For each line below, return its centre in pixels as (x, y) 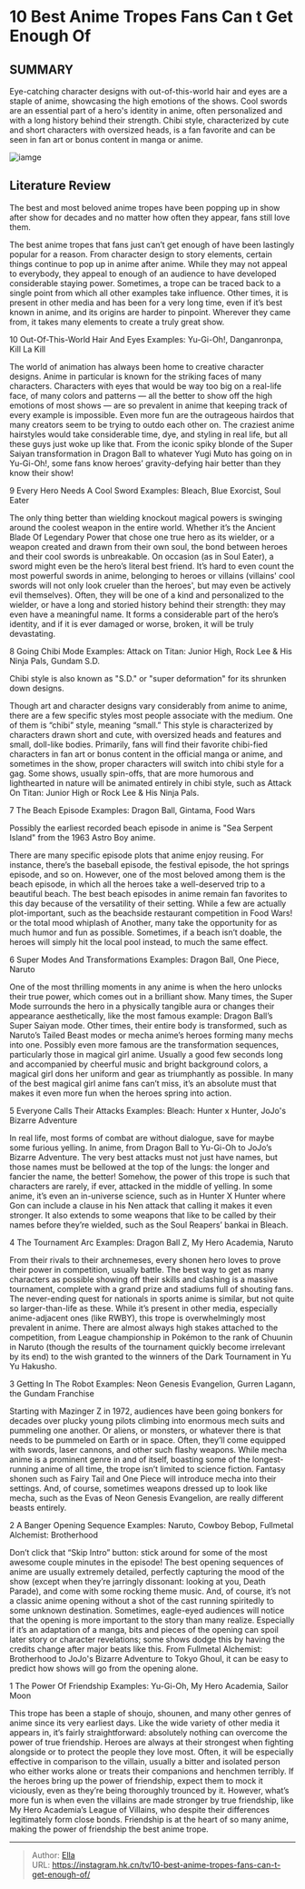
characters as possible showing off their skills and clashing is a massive (144, 1279)
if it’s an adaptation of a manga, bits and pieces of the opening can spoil (144, 1629)
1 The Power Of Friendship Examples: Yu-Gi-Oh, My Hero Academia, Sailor (149, 1685)
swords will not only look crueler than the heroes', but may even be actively (150, 585)
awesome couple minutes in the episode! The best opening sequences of (147, 1562)
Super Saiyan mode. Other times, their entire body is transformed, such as (148, 1025)
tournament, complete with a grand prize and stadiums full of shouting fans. (151, 1288)
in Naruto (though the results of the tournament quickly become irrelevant (148, 1347)
